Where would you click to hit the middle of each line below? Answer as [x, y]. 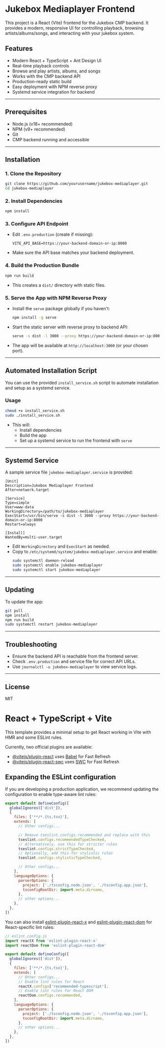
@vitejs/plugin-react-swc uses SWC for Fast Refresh [66, 762]
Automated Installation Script [51, 371]
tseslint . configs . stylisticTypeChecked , [60, 858]
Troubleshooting [31, 644]
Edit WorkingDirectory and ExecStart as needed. [61, 546]
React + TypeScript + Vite [58, 718]
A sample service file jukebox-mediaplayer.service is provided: [69, 472]
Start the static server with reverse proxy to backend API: [70, 327]
